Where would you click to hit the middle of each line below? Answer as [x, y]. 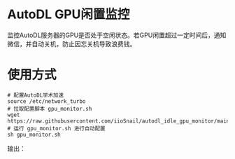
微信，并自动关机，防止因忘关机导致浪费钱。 [72, 43]
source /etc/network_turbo [47, 101]
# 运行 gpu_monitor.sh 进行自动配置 [56, 128]
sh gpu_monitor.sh [34, 134]
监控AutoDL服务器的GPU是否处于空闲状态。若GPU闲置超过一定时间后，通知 [117, 35]
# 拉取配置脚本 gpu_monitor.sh [50, 109]
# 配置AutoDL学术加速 [36, 95]
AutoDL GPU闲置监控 [69, 14]
